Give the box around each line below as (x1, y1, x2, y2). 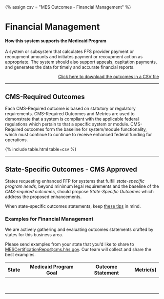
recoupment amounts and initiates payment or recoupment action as (5, 54, 143, 60)
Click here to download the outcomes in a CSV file (58, 74, 159, 80)
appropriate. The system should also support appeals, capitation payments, (5, 59, 157, 65)
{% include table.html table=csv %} (5, 147, 77, 152)
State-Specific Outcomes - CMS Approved (5, 165, 138, 174)
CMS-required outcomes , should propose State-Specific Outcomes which (5, 189, 154, 195)
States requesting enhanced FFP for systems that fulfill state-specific (5, 178, 145, 184)
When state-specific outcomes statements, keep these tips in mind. (5, 203, 141, 209)
